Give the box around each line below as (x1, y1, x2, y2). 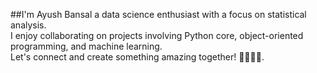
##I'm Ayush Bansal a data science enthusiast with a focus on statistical (10, 9, 307, 20)
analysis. (10, 19, 47, 31)
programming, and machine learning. (10, 40, 163, 52)
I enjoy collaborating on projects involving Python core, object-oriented (10, 30, 304, 41)
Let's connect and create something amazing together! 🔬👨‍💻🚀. (10, 51, 265, 63)
